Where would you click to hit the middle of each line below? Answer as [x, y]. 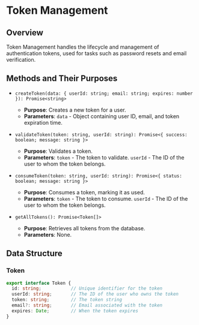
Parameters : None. [48, 234]
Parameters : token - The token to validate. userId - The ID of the [104, 157]
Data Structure [35, 253]
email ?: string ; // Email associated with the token [87, 305]
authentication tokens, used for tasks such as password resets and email [96, 53]
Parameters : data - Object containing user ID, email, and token [102, 116]
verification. [21, 60]
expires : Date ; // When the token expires [75, 311]
